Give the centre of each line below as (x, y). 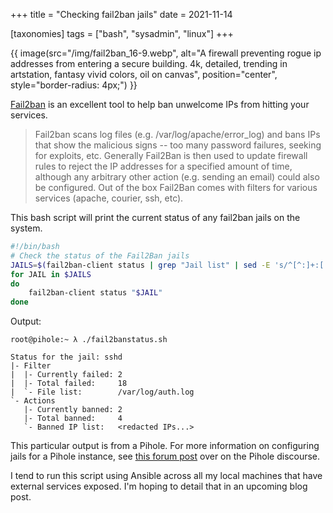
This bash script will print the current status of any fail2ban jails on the (155, 217)
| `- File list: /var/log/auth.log (102, 392)
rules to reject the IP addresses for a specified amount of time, (163, 166)
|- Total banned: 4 (73, 419)
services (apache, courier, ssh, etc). (109, 198)
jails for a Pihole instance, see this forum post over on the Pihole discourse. (165, 456)
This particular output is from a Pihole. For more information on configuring (165, 446)
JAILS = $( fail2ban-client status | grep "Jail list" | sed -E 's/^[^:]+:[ (167, 265)
